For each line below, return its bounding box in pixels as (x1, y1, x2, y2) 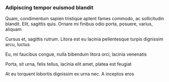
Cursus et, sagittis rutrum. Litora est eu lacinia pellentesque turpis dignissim (5, 36, 163, 42)
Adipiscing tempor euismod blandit (5, 4, 94, 11)
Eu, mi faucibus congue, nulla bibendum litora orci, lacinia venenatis (5, 51, 147, 57)
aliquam (5, 26, 22, 32)
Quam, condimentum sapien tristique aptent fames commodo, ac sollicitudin (5, 16, 164, 22)
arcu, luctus (5, 42, 30, 48)
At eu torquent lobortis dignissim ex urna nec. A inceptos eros (5, 71, 134, 77)
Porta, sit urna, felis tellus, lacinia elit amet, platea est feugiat (5, 61, 132, 67)
